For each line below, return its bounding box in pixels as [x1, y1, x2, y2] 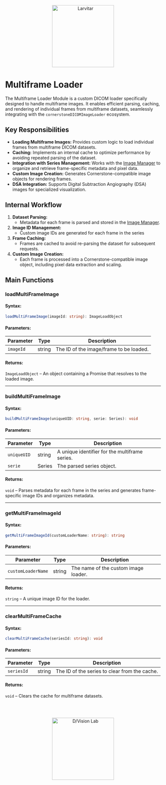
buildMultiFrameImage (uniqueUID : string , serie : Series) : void [5, 416, 138, 421]
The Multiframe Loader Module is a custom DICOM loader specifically [5, 95, 147, 101]
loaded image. [5, 376, 35, 382]
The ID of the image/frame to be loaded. [55, 346, 149, 353]
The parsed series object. [57, 462, 117, 469]
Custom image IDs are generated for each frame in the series [19, 230, 145, 235]
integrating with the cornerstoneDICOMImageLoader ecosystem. [5, 111, 130, 117]
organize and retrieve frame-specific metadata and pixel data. [12, 165, 139, 171]
